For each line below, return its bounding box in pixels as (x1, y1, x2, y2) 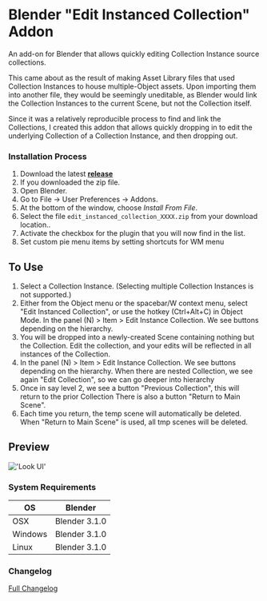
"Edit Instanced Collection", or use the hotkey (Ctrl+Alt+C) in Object (19, 307, 243, 316)
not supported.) (19, 290, 72, 300)
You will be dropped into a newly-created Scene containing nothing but (19, 332, 254, 342)
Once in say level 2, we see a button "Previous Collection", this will (19, 384, 240, 393)
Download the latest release (19, 169, 114, 179)
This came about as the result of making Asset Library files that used (8, 73, 236, 82)
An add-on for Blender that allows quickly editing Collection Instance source (8, 49, 260, 58)
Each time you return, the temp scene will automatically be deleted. (19, 409, 242, 419)
